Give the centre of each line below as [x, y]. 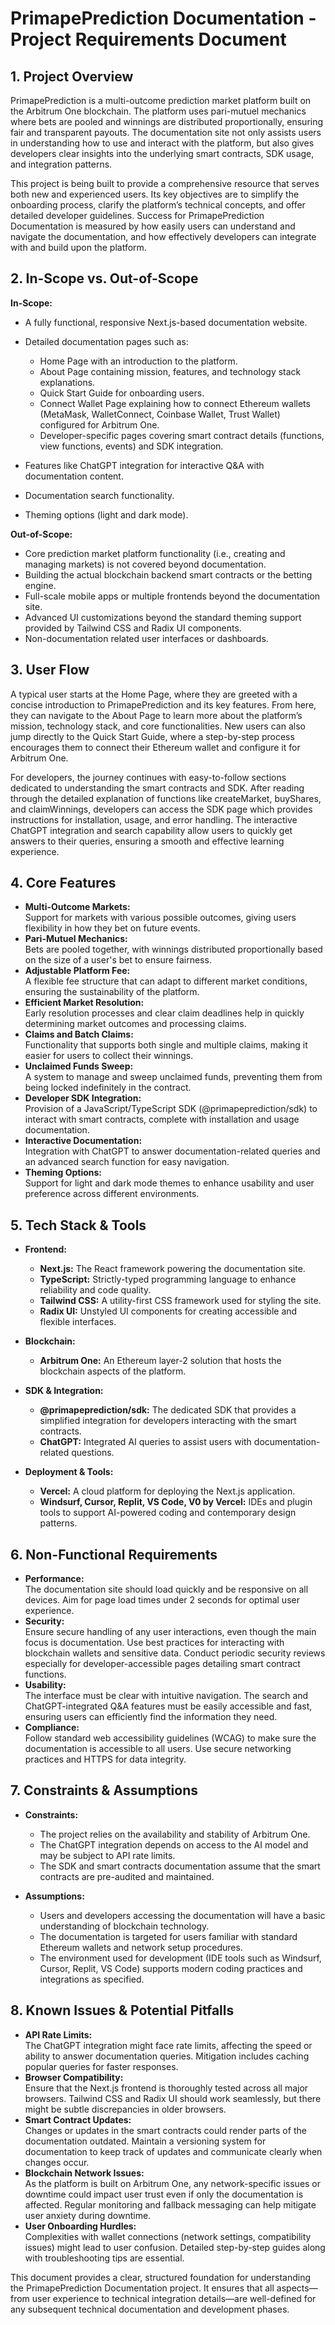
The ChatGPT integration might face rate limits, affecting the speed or [168, 2045]
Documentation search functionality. [99, 495]
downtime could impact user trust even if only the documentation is [164, 2194]
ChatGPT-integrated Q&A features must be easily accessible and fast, [168, 1706]
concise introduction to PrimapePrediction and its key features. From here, [163, 704]
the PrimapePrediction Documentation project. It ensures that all [142, 2288]
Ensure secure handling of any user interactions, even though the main [170, 1632]
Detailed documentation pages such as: [106, 341]
